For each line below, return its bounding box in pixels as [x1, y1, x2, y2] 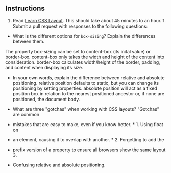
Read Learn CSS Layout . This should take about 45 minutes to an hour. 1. [12, 17, 166, 23]
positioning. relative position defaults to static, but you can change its [12, 80, 159, 86]
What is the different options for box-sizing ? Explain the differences [12, 33, 156, 39]
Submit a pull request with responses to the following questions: [12, 23, 148, 29]
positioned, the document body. [12, 96, 80, 102]
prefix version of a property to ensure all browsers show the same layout [12, 146, 166, 153]
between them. [12, 38, 45, 44]
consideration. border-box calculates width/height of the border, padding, [5, 59, 161, 65]
